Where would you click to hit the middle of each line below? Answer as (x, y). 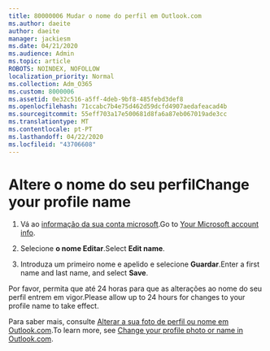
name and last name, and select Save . (84, 273)
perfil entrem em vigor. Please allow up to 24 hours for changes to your (127, 297)
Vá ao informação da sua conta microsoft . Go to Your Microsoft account (139, 224)
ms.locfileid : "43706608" (52, 144)
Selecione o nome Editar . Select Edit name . (92, 249)
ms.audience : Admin (41, 54)
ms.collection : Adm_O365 (50, 84)
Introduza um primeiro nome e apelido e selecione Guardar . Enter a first (140, 264)
